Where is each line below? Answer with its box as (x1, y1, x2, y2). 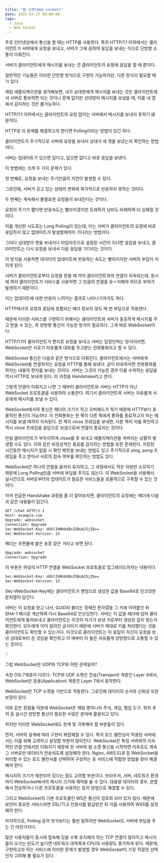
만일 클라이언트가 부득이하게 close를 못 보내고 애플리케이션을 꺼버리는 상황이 (5, 435, 151, 441)
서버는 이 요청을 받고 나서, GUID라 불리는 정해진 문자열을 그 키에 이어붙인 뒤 (5, 604, 150, 610)
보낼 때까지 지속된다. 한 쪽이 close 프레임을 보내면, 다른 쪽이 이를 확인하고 (18, 419, 159, 425)
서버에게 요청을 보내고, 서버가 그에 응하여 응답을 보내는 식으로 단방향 (21, 45, 152, 51)
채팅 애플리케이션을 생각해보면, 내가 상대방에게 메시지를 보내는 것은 (5, 89, 133, 95)
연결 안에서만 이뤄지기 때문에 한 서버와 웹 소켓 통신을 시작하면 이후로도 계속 (14, 744, 158, 750)
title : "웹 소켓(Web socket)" (5, 7, 63, 12)
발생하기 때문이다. (5, 285, 40, 291)
